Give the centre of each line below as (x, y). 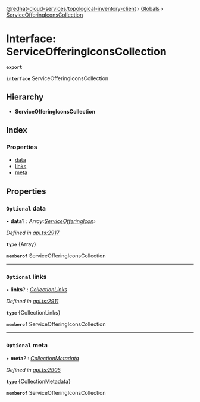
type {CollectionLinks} (33, 313)
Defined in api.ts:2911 (32, 301)
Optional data (26, 208)
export (14, 67)
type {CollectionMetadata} (38, 381)
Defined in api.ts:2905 (34, 370)
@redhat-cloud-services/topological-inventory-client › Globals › (85, 9)
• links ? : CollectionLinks (37, 290)
